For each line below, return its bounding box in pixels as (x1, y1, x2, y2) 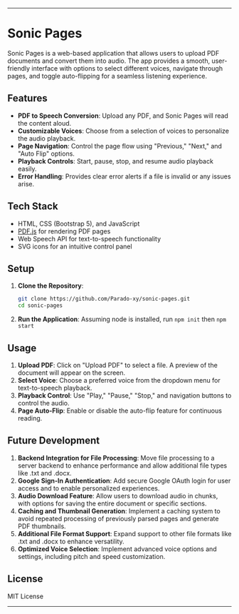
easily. (17, 164, 37, 173)
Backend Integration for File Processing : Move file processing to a (17, 453, 215, 462)
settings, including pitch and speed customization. (17, 552, 166, 560)
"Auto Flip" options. (17, 149, 75, 158)
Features (7, 92, 48, 104)
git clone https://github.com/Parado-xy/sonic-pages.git (17, 296, 191, 303)
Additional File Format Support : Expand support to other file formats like (17, 529, 232, 538)
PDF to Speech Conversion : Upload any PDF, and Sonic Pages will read (17, 111, 229, 120)
